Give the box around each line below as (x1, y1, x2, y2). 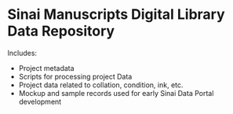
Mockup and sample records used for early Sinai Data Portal (18, 88, 214, 97)
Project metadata (18, 63, 75, 72)
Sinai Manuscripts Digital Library (7, 6, 225, 24)
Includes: (7, 48, 37, 57)
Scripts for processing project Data (18, 72, 133, 81)
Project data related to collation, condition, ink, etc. (18, 80, 184, 90)
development (18, 97, 62, 106)
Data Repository (7, 22, 115, 40)
